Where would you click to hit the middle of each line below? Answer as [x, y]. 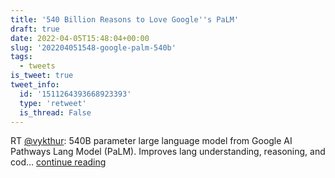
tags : [21, 57]
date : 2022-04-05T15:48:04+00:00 [80, 38]
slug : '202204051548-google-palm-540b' [93, 47]
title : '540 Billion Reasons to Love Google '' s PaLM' [125, 19]
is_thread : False [55, 112]
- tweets [37, 66]
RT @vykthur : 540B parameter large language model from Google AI [151, 141]
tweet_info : [35, 85]
